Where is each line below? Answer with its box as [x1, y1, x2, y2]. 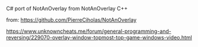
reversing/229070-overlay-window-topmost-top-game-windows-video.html [6, 34, 193, 41]
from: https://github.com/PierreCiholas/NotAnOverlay [6, 16, 137, 23]
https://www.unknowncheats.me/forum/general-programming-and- [6, 28, 172, 35]
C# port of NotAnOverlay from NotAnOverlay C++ [6, 5, 128, 12]
